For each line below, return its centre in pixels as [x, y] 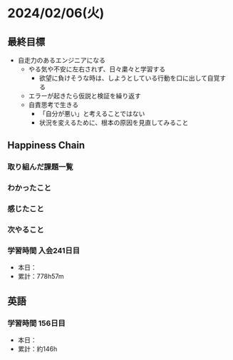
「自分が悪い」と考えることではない [92, 114]
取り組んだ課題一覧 [40, 167]
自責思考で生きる [53, 105]
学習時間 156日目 [36, 323]
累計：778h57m [41, 277]
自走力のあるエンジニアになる [61, 60]
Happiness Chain [46, 145]
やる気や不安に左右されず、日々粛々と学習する [97, 69]
